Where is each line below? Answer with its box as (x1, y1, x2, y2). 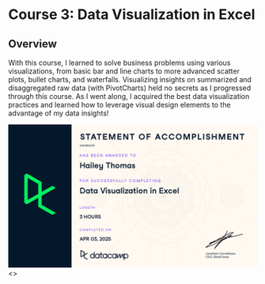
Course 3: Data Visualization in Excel (8, 6, 256, 24)
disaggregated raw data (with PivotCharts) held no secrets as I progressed (8, 83, 252, 93)
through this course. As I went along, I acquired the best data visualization (8, 92, 250, 100)
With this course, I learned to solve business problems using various (8, 58, 231, 67)
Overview (8, 37, 58, 51)
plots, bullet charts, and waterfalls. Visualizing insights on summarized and (8, 75, 252, 84)
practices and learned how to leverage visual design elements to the (8, 100, 231, 109)
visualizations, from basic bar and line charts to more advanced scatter (8, 66, 240, 76)
